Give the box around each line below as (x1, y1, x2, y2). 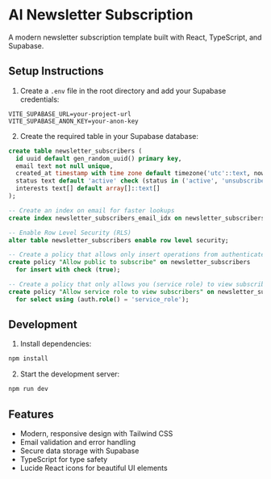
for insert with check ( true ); (15, 266, 121, 274)
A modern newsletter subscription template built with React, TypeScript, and (8, 32, 262, 42)
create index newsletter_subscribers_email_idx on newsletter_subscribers (8, 214, 265, 222)
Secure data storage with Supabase (19, 446, 140, 456)
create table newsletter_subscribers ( (8, 147, 143, 155)
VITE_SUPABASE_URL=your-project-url (8, 110, 131, 118)
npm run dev (8, 385, 48, 393)
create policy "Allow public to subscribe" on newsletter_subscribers (8, 258, 251, 267)
